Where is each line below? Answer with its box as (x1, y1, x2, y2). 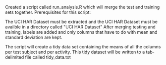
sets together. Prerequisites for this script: (5, 9, 91, 15)
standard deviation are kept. (5, 34, 63, 40)
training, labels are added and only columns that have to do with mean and (5, 29, 158, 35)
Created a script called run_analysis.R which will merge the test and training (5, 4, 160, 10)
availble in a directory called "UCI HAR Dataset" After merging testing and (5, 24, 156, 30)
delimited (5, 54, 24, 60)
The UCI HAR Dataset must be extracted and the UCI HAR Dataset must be (5, 19, 158, 24)
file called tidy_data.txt (25, 54, 71, 60)
